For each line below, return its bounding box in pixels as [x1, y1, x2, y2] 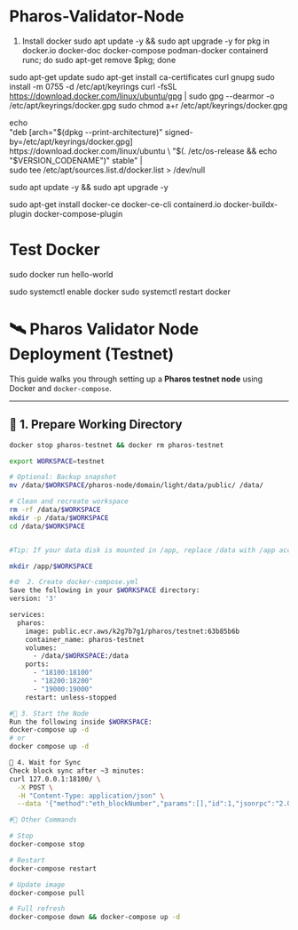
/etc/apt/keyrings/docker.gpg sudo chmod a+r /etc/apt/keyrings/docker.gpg [9, 100, 288, 110]
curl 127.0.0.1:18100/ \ [9, 774, 101, 783]
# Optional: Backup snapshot [9, 473, 117, 482]
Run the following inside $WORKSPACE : [9, 718, 153, 726]
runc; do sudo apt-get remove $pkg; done [21, 54, 176, 65]
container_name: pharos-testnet [25, 635, 145, 644]
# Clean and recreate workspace [9, 497, 129, 506]
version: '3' [9, 594, 58, 604]
